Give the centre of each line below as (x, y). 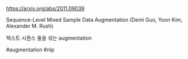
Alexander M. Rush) (30, 26)
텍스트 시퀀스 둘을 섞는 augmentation (49, 38)
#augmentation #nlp (30, 50)
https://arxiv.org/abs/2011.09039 (45, 8)
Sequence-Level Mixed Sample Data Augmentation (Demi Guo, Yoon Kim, (94, 20)
